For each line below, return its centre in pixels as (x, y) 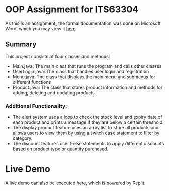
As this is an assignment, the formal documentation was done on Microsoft (83, 23)
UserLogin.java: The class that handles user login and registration (81, 71)
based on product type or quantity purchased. (61, 149)
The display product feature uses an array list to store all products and (86, 128)
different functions (32, 82)
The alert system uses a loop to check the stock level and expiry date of (87, 117)
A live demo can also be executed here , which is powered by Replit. (75, 183)
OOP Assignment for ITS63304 (72, 9)
